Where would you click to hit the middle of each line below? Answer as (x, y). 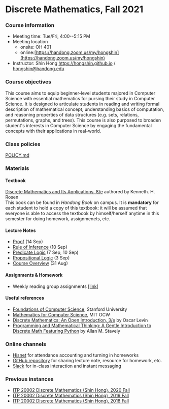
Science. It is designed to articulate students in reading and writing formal (82, 104)
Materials (17, 168)
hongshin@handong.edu (38, 69)
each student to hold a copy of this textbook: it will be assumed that (76, 208)
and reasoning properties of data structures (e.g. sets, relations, (72, 114)
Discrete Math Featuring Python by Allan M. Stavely (66, 331)
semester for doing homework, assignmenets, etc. (58, 219)
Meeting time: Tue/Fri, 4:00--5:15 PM (51, 36)
